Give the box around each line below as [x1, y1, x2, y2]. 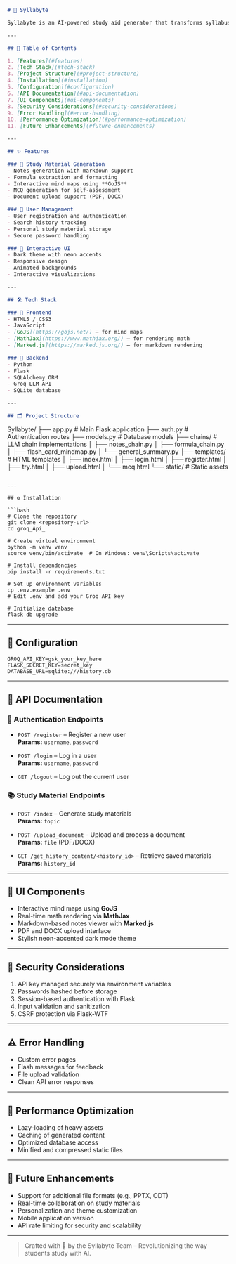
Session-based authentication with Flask [17, 995, 136, 1003]
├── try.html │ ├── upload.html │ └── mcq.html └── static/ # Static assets [7, 462, 228, 471]
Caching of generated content [17, 1131, 105, 1139]
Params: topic [17, 816, 60, 825]
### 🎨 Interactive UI [7, 245, 71, 252]
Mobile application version [17, 1213, 95, 1222]
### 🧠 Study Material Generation [7, 160, 105, 168]
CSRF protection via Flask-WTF [17, 1010, 109, 1018]
